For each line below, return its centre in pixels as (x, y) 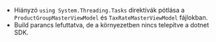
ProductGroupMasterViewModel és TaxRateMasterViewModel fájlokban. (111, 17)
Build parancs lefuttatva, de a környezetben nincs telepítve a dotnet (111, 25)
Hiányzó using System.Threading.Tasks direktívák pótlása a (99, 10)
